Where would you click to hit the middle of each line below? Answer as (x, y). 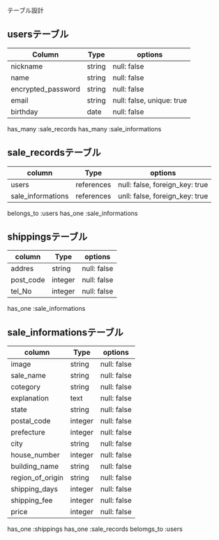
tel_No (21, 291)
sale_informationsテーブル (65, 332)
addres (22, 269)
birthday (24, 112)
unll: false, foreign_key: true (163, 196)
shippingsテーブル (47, 237)
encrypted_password (45, 89)
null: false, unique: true (150, 100)
